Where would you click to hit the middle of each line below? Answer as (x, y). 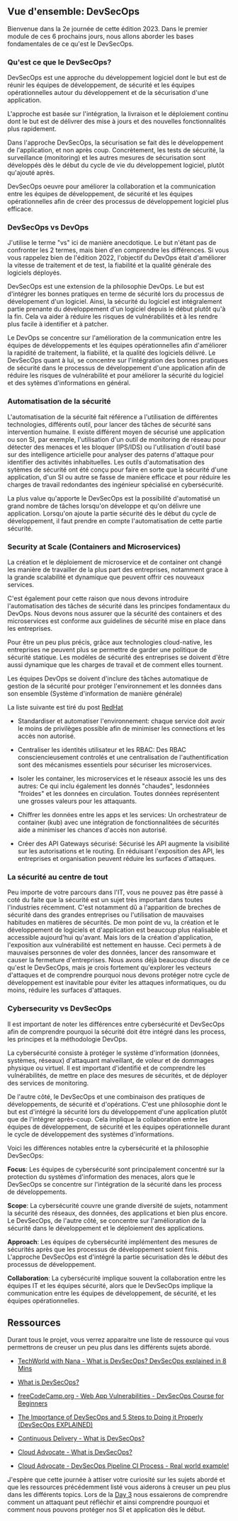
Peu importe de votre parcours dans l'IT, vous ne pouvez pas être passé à (115, 892)
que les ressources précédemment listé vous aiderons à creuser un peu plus (119, 1487)
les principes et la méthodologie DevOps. (67, 1039)
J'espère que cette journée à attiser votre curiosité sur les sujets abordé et (116, 1480)
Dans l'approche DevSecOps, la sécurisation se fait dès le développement (115, 143)
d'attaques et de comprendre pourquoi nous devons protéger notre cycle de (119, 975)
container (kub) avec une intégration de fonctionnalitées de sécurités (118, 822)
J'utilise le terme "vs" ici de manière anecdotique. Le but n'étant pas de (112, 243)
